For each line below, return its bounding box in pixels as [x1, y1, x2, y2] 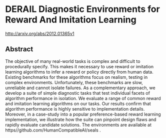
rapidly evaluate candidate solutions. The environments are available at [5, 122, 151, 128]
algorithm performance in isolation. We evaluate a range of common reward [5, 95, 161, 101]
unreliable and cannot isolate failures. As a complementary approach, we [5, 85, 156, 91]
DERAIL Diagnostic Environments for [5, 3, 160, 15]
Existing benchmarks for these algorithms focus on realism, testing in [5, 74, 148, 80]
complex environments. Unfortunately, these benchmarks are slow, [5, 79, 143, 85]
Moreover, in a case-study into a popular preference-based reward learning [5, 111, 161, 117]
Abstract [5, 45, 33, 53]
